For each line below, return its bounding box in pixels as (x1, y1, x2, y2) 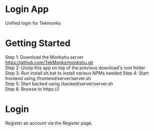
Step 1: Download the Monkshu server (5, 54, 83, 60)
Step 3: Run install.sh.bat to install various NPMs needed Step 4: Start (5, 70, 149, 76)
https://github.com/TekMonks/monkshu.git (5, 59, 93, 65)
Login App (5, 3, 49, 15)
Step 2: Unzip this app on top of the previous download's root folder (5, 64, 145, 70)
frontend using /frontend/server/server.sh (5, 75, 91, 81)
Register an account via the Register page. (5, 120, 93, 126)
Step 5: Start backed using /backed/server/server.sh (5, 80, 113, 86)
